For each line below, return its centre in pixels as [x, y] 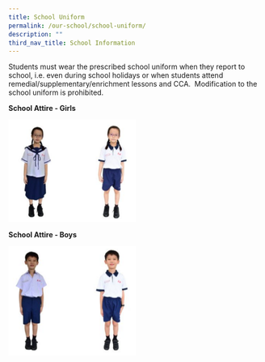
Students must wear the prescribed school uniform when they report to [127, 67]
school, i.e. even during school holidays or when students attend [116, 75]
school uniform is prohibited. [56, 92]
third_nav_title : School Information [72, 43]
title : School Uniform [46, 17]
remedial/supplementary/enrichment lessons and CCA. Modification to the [133, 84]
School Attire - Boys [43, 234]
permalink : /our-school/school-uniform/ [78, 26]
